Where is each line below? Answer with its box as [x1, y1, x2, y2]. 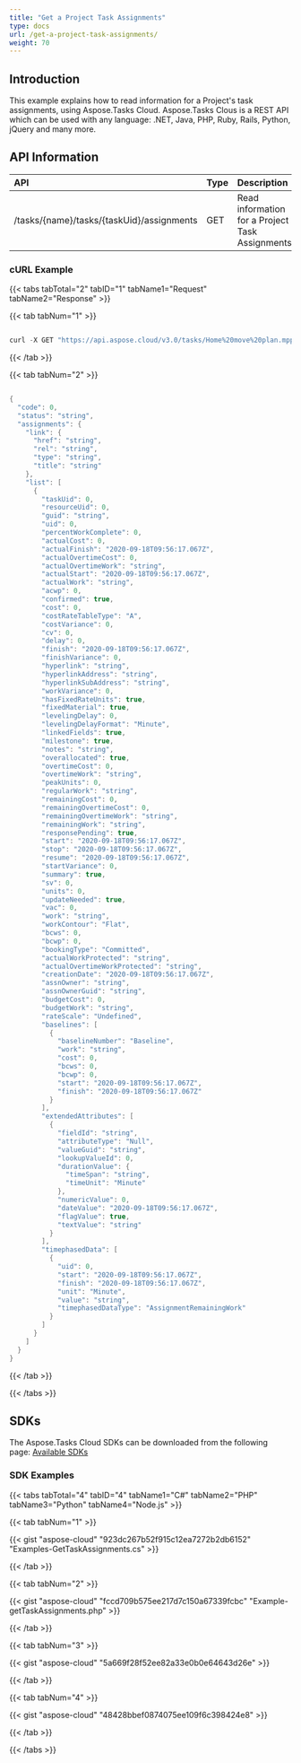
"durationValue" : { [56, 1162, 130, 1171]
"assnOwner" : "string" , [41, 979, 130, 988]
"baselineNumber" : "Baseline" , [56, 1037, 175, 1046]
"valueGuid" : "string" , [56, 1145, 146, 1154]
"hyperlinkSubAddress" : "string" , [41, 678, 170, 687]
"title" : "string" [32, 461, 102, 471]
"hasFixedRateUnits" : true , [41, 694, 146, 704]
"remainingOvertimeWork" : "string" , [41, 811, 178, 821]
